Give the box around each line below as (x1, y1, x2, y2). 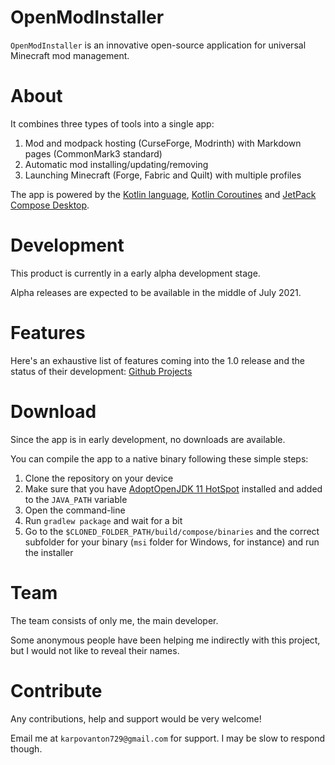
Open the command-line (24, 504, 126, 516)
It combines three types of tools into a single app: (10, 117, 215, 130)
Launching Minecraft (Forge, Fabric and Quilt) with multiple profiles (24, 169, 302, 181)
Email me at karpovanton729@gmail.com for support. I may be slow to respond (10, 732, 325, 744)
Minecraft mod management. (10, 49, 130, 61)
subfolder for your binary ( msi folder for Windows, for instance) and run (24, 536, 320, 548)
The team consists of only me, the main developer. (10, 614, 219, 626)
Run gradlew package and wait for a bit (24, 514, 183, 526)
